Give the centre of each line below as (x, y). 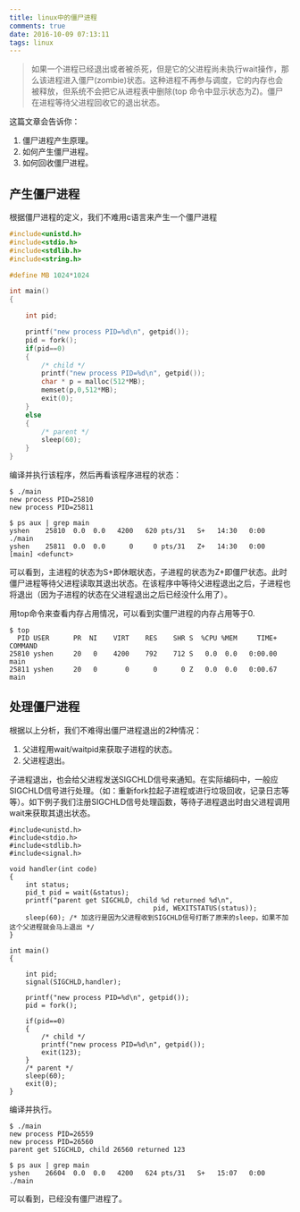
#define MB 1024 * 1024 (50, 275)
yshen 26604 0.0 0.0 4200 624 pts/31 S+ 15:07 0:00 (137, 1173)
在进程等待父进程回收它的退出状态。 (98, 103)
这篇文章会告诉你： (45, 122)
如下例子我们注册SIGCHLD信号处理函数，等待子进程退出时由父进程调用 (159, 801)
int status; (47, 885)
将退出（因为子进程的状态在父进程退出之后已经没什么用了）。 (121, 595)
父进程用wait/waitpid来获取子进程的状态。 (99, 749)
